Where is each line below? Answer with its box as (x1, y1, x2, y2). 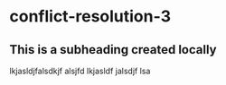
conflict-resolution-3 (9, 6, 172, 27)
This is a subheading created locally (9, 42, 217, 57)
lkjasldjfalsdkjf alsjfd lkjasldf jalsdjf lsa (9, 65, 151, 76)
